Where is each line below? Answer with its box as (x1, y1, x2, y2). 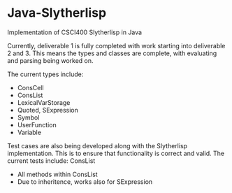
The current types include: (7, 70, 84, 78)
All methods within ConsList (17, 170, 98, 178)
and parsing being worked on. (7, 56, 94, 64)
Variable (17, 128, 42, 136)
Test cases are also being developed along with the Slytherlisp (7, 141, 187, 150)
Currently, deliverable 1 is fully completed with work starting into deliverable (7, 41, 226, 50)
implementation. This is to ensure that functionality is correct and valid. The (7, 149, 225, 157)
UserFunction (17, 120, 57, 129)
